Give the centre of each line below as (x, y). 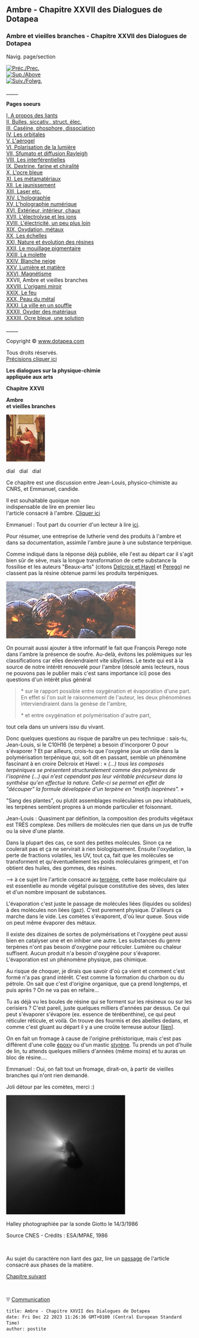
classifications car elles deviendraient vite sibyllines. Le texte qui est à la (95, 660)
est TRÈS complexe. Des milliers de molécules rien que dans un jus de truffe (99, 824)
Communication (31, 1299)
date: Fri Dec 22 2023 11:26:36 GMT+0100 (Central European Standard (94, 1317)
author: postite (26, 1329)
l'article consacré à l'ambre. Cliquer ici (53, 513)
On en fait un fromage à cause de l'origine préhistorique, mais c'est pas (94, 1038)
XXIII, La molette (26, 254)
